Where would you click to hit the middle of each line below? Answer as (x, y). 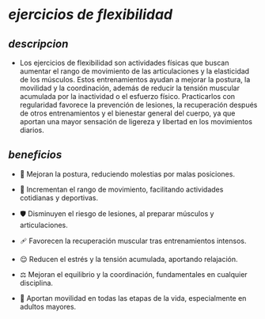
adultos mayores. (48, 306)
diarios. (32, 130)
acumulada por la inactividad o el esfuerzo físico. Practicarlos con (127, 96)
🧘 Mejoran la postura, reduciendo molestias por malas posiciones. (127, 174)
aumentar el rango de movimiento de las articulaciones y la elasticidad (134, 71)
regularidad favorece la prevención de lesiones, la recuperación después (138, 105)
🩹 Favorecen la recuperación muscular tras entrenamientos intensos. (133, 241)
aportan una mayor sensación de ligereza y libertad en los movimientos (136, 122)
